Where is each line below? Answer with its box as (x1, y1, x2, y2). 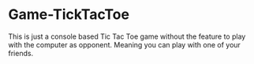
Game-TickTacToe (8, 6, 130, 24)
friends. (8, 48, 34, 58)
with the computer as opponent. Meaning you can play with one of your (8, 40, 241, 49)
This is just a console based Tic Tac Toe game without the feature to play (8, 32, 246, 41)
